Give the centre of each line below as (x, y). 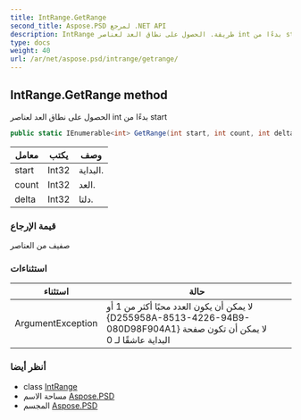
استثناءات (29, 268)
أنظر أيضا (28, 367)
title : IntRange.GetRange (58, 17)
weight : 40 (30, 51)
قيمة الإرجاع (33, 226)
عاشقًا (134, 340)
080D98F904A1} (144, 329)
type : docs (30, 42)
